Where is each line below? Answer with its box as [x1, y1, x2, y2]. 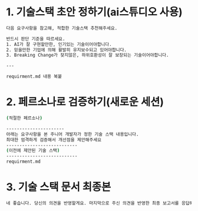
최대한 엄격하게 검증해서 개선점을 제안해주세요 [6, 137, 102, 143]
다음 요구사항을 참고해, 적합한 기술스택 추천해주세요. [6, 25, 118, 31]
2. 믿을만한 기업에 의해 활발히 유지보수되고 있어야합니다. [6, 47, 127, 53]
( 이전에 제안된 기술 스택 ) [6, 148, 60, 154]
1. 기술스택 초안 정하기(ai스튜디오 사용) [6, 5, 183, 19]
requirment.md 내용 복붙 [6, 74, 62, 80]
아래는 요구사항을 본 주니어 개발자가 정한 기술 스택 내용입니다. [6, 131, 139, 137]
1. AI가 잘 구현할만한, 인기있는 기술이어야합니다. [6, 41, 112, 47]
